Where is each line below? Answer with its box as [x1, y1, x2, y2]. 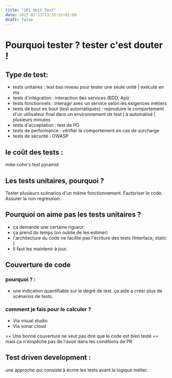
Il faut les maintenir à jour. [12, 246, 68, 252]
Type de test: [5, 70, 49, 79]
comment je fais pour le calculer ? [5, 306, 91, 313]
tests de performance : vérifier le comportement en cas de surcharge [12, 128, 160, 134]
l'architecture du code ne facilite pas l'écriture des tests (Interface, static [12, 234, 167, 241]
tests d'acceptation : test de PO [12, 122, 80, 128]
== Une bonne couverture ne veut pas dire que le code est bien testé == [5, 333, 159, 339]
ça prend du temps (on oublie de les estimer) [12, 229, 108, 235]
